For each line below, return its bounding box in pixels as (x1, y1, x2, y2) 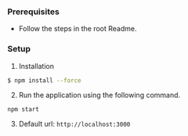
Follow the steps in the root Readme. (18, 24, 137, 34)
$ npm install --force (7, 77, 81, 84)
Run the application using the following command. (18, 91, 181, 100)
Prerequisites (7, 6, 60, 17)
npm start (7, 106, 40, 113)
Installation (18, 61, 55, 70)
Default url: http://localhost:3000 (18, 120, 131, 129)
